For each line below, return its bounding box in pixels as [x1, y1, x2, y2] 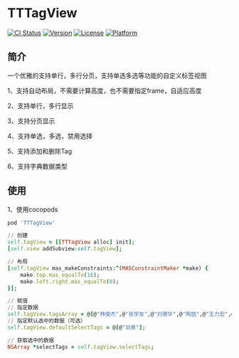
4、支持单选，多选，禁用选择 [7, 132, 93, 140]
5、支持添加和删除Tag [7, 147, 73, 155]
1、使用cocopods [7, 205, 58, 214]
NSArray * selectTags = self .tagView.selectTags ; [7, 343, 154, 350]
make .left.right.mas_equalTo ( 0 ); [20, 278, 119, 285]
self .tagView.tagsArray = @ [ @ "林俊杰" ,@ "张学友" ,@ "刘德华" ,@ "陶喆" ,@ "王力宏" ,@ [7, 311, 235, 318]
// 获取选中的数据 [7, 337, 55, 344]
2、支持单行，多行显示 [7, 101, 74, 110]
